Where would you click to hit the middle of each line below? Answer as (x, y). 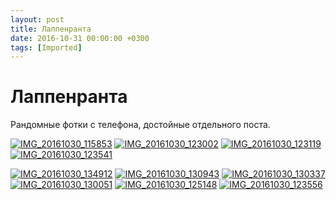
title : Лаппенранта (51, 29)
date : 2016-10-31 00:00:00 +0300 (80, 38)
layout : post (37, 19)
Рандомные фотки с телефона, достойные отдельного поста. (140, 125)
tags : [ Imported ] (46, 47)
